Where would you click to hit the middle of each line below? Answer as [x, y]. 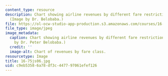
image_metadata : [22, 33]
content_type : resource [30, 10]
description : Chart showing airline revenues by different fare [73, 14]
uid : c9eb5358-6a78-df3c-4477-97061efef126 [51, 65]
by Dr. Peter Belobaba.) [40, 42]
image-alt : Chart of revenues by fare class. [58, 51]
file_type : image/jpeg [29, 28]
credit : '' [21, 47]
